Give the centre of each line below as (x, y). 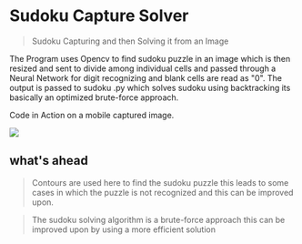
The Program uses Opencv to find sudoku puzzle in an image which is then (150, 58)
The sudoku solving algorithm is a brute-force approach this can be (158, 219)
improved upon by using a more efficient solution (124, 229)
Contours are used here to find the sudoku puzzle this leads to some (160, 182)
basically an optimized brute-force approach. (94, 97)
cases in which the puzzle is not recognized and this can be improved (162, 192)
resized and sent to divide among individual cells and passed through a (143, 68)
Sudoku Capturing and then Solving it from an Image (130, 41)
